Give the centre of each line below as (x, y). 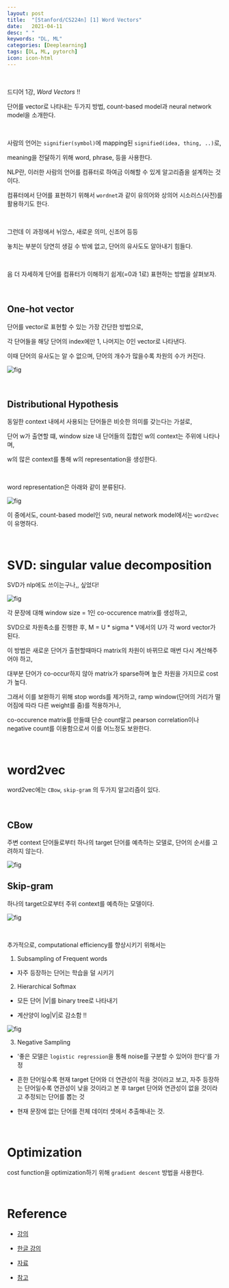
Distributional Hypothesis (63, 404)
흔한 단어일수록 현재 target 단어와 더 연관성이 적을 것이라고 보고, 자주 (109, 1079)
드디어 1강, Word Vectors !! (44, 92)
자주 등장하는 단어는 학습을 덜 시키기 (65, 973)
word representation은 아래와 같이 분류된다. (67, 487)
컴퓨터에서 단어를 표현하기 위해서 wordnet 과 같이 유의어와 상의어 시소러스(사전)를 (115, 195)
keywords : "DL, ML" (35, 39)
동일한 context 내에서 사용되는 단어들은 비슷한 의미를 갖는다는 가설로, (100, 422)
